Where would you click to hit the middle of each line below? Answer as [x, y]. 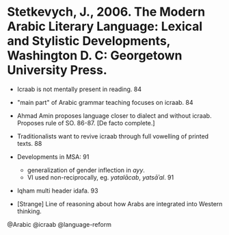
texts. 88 [29, 143]
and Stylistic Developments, [89, 41]
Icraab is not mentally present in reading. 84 [79, 89]
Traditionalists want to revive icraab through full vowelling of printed [113, 136]
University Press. [57, 70]
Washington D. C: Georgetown [95, 56]
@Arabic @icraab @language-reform [59, 224]
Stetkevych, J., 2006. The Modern [106, 12]
